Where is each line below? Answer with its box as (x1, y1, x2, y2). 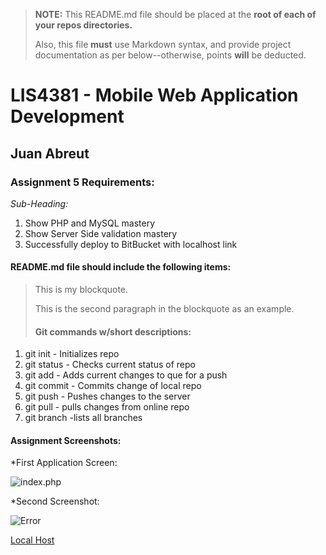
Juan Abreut (10, 145, 90, 162)
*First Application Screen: (10, 457, 118, 469)
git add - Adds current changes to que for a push (24, 369, 228, 381)
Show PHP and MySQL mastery (24, 217, 156, 229)
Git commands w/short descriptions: (34, 325, 192, 338)
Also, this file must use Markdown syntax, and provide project (34, 39, 292, 50)
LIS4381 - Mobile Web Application (10, 84, 299, 107)
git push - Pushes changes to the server (24, 390, 191, 403)
